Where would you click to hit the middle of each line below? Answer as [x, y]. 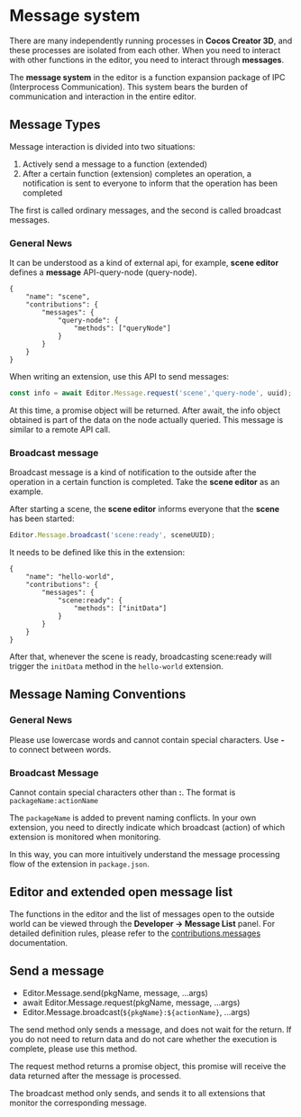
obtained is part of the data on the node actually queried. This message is [146, 419]
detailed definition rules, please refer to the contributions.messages [135, 933]
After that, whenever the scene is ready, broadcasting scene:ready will [141, 657]
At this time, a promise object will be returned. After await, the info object [145, 410]
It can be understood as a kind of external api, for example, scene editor [144, 263]
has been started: [42, 518]
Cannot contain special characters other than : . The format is [123, 792]
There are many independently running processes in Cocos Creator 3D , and [151, 41]
